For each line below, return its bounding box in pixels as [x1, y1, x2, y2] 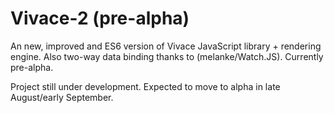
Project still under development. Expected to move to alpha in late [10, 80, 281, 92]
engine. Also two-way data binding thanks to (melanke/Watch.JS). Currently [10, 50, 324, 62]
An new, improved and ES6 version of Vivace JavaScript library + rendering [10, 40, 322, 52]
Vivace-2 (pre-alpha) [10, 7, 190, 30]
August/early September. [10, 91, 114, 103]
